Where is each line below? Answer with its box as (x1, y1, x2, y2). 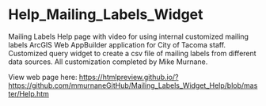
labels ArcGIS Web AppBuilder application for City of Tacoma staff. (8, 40, 226, 49)
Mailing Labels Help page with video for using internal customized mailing (8, 32, 249, 41)
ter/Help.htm (8, 89, 50, 98)
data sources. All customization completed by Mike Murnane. (8, 57, 208, 66)
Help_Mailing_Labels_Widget (8, 6, 203, 24)
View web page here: (8, 72, 78, 81)
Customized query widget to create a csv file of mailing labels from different (8, 48, 256, 58)
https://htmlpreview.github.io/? (78, 72, 179, 81)
